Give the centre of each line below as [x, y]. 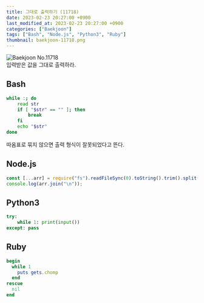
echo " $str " [32, 127]
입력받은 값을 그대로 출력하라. [41, 65]
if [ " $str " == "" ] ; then [51, 110]
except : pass [23, 228]
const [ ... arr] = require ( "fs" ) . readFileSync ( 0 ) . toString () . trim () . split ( [103, 178]
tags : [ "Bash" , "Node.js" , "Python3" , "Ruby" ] [66, 35]
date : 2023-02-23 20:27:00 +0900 [49, 18]
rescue [15, 284]
